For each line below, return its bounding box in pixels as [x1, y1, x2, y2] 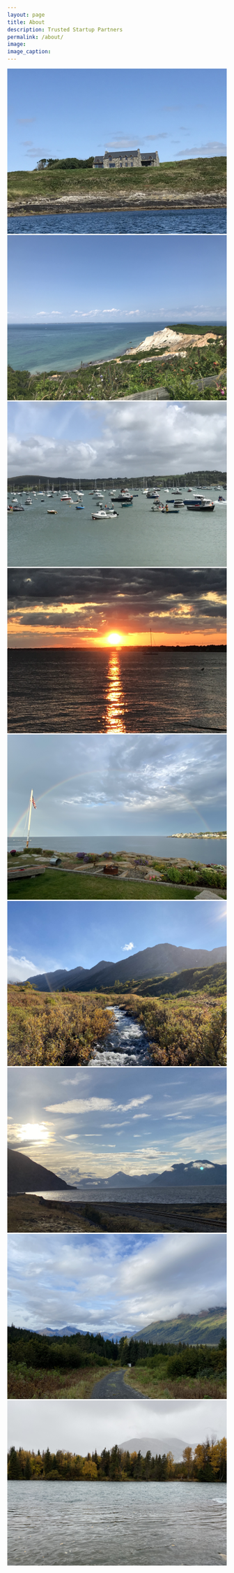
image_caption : [7, 48, 52, 55]
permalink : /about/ [7, 34, 64, 41]
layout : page [7, 11, 45, 18]
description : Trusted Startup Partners [7, 26, 123, 33]
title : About [7, 18, 45, 26]
